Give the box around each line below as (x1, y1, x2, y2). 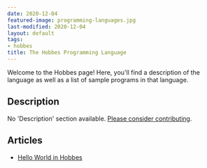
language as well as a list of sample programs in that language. (7, 75, 189, 84)
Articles (7, 135, 43, 146)
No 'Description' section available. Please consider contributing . (7, 114, 192, 123)
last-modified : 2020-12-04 (7, 23, 86, 30)
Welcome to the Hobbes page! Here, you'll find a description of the (7, 68, 201, 77)
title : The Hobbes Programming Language (7, 49, 127, 56)
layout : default (7, 29, 55, 37)
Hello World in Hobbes (17, 153, 83, 161)
